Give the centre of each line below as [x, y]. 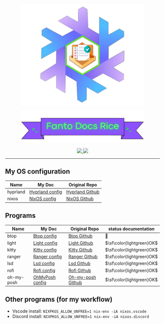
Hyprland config [46, 192]
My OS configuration [38, 171]
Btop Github [81, 236]
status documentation [131, 229]
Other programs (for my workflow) [59, 299]
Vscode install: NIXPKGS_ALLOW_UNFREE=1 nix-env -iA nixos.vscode [79, 311]
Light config [45, 243]
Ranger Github [83, 257]
